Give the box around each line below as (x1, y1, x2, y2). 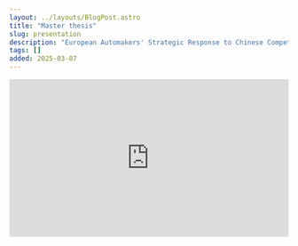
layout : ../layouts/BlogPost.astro (9, 12, 141, 22)
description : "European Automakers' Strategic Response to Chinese (9, 37, 264, 47)
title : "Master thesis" (9, 21, 98, 30)
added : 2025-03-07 (9, 54, 77, 63)
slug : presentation (9, 29, 82, 38)
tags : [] (9, 46, 42, 55)
